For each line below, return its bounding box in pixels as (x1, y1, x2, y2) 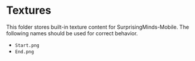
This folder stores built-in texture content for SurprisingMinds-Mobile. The (6, 23, 190, 30)
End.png (14, 48, 34, 54)
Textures (6, 4, 52, 17)
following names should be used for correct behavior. (6, 29, 138, 36)
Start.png (14, 42, 40, 48)
